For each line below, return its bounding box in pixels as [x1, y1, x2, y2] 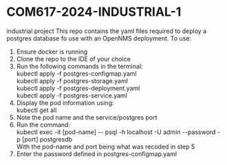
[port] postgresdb [22, 135, 73, 143]
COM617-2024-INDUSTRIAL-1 [6, 4, 182, 20]
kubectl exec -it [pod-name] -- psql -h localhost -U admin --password [16, 128, 216, 136]
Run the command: [16, 120, 70, 129]
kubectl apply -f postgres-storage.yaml [16, 76, 129, 85]
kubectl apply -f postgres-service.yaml [16, 91, 128, 100]
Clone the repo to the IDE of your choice [16, 54, 131, 63]
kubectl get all [16, 106, 57, 114]
